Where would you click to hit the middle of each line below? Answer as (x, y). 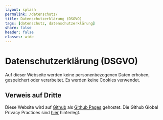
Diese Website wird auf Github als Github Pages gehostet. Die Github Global (81, 107)
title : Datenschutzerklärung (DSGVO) (44, 19)
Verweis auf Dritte (33, 95)
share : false (18, 28)
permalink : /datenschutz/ (31, 14)
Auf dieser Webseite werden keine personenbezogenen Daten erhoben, (78, 74)
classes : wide (20, 37)
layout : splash (21, 10)
